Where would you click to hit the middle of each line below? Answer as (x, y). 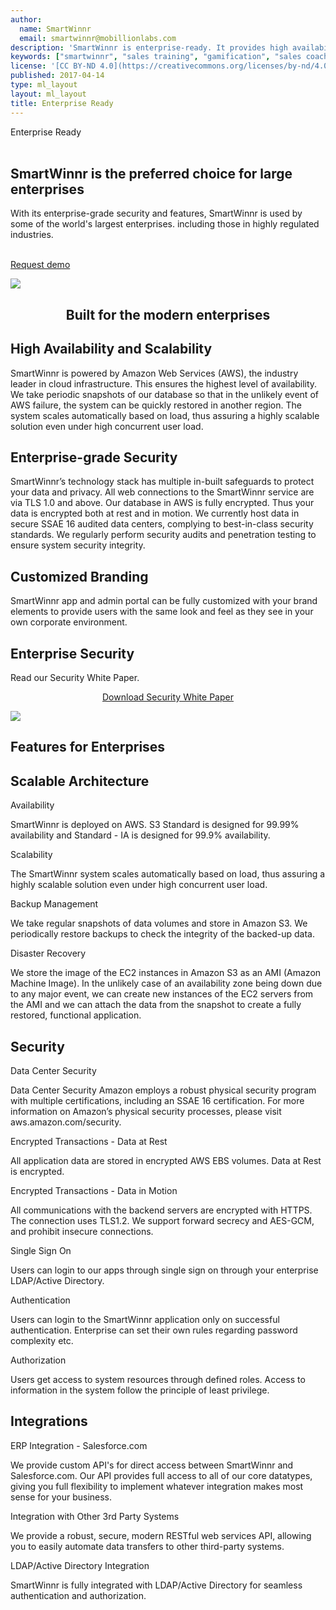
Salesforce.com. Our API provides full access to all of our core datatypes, (161, 1475)
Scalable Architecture (80, 781)
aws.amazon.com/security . (66, 1122)
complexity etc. (42, 1340)
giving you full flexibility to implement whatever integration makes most (157, 1486)
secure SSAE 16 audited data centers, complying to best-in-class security (162, 524)
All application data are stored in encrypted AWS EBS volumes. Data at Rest (166, 1160)
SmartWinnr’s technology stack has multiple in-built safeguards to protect (162, 482)
